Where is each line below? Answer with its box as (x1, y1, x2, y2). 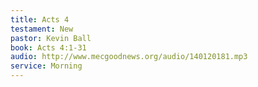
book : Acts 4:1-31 (10, 42, 87, 53)
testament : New (10, 24, 74, 34)
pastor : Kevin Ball (10, 33, 92, 43)
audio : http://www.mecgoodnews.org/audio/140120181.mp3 (10, 52, 248, 62)
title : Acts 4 (10, 14, 70, 25)
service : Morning (10, 61, 83, 71)
